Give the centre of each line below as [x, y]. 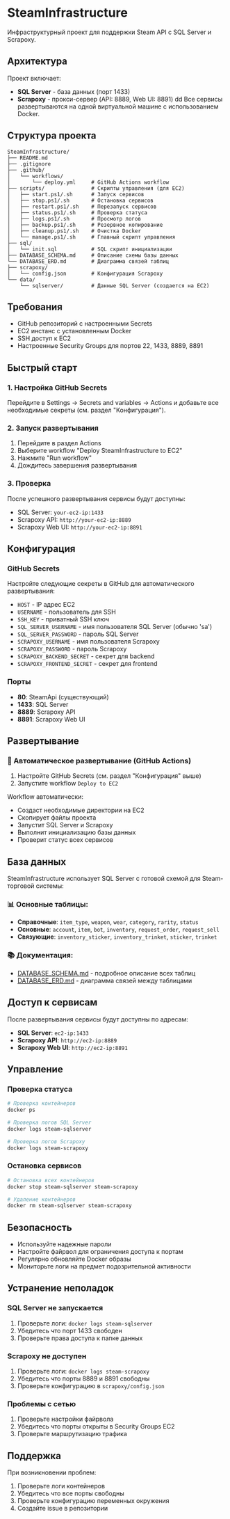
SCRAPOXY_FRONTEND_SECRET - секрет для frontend [87, 664]
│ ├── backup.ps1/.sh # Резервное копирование [85, 225]
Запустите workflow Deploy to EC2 [68, 784]
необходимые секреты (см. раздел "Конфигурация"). [87, 410]
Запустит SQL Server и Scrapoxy [65, 825]
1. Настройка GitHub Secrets [57, 388]
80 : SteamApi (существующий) [63, 697]
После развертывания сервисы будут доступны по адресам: [98, 1019]
